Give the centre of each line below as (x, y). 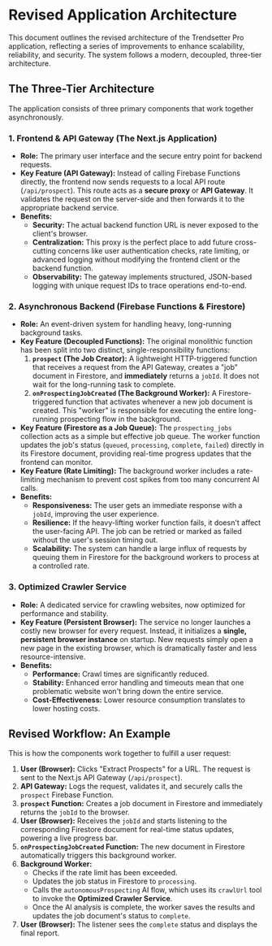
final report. (40, 933)
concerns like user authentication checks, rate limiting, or (154, 251)
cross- (246, 242)
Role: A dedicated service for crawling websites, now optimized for (133, 605)
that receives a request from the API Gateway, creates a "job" (135, 367)
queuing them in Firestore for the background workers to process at (146, 558)
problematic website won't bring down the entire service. (128, 691)
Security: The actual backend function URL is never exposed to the (145, 225)
